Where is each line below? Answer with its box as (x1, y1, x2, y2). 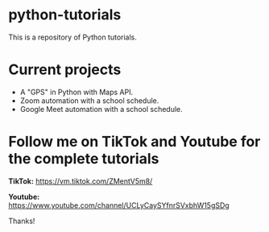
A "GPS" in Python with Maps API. (19, 87, 134, 97)
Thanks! (8, 216, 35, 226)
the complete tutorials (8, 150, 159, 168)
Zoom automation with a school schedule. (19, 95, 159, 106)
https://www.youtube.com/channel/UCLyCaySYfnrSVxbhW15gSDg (8, 200, 230, 210)
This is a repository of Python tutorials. (8, 32, 137, 42)
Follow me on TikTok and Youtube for (8, 133, 261, 151)
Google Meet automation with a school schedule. (19, 104, 183, 114)
